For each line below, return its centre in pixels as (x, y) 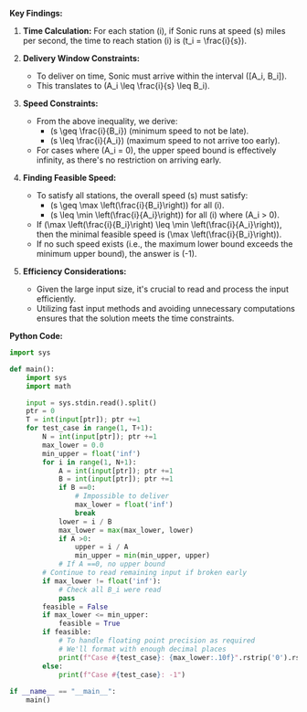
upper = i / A (101, 547)
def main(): (32, 369)
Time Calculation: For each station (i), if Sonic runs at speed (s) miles (154, 31)
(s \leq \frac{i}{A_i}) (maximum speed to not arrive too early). (165, 140)
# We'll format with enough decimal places (142, 649)
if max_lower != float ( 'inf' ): (102, 581)
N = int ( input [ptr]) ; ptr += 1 (100, 437)
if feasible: (67, 632)
